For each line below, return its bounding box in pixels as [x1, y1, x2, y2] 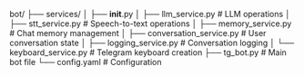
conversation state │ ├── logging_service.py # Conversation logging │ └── [9, 37, 295, 48]
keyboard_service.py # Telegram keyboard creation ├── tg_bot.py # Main [9, 47, 287, 58]
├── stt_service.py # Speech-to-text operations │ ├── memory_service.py [9, 18, 292, 29]
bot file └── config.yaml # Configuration [9, 57, 162, 67]
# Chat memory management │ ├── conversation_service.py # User [9, 28, 267, 38]
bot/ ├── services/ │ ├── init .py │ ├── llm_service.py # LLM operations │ [9, 9, 291, 19]
